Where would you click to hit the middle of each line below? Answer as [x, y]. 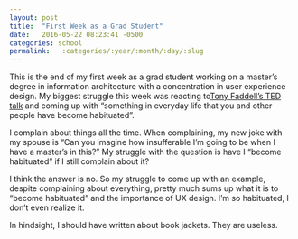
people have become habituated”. [72, 115]
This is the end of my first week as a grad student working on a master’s [144, 77]
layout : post [34, 18]
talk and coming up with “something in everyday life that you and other [141, 106]
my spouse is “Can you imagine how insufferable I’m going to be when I [142, 142]
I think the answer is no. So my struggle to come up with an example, [138, 179]
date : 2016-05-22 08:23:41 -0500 [76, 34]
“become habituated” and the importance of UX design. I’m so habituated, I [149, 198]
